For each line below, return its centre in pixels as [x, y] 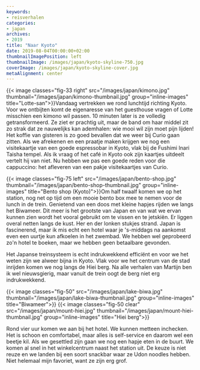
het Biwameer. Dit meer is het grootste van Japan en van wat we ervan [94, 211]
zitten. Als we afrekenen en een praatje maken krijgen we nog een [88, 141]
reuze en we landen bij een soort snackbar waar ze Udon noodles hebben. [98, 354]
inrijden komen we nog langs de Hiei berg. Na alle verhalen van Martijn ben [99, 267]
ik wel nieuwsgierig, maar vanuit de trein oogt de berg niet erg [83, 274]
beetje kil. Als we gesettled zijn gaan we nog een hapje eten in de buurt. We [100, 342]
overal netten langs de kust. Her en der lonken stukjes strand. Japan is [94, 224]
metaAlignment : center [35, 73]
